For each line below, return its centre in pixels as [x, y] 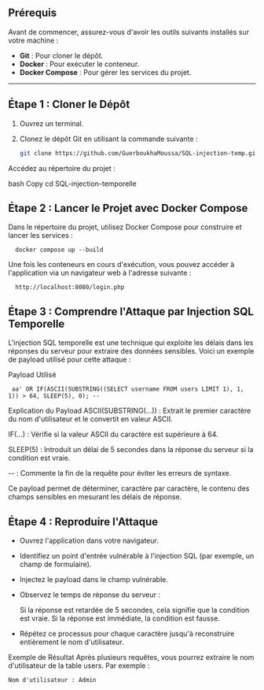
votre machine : [33, 40]
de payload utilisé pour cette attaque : [70, 360]
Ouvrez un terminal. [51, 123]
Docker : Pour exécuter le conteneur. [79, 64]
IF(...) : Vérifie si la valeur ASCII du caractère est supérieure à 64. [113, 434]
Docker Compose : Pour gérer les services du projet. [105, 72]
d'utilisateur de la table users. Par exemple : [79, 666]
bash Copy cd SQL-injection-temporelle [73, 184]
